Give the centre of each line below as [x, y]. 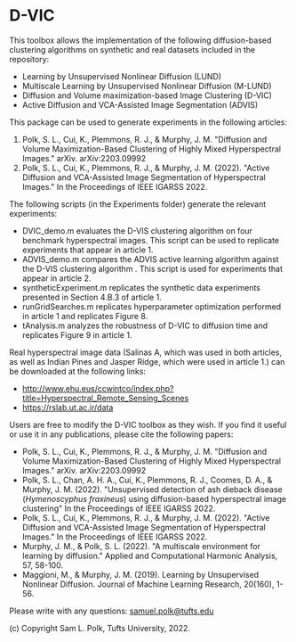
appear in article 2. [56, 278]
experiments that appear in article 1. [88, 250]
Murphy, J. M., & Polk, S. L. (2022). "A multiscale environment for [141, 546]
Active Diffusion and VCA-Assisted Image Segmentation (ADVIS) [140, 104]
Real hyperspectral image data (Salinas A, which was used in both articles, [146, 352]
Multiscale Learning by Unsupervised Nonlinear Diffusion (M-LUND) [147, 86]
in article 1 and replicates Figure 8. [85, 316]
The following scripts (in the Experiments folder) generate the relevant [138, 204]
